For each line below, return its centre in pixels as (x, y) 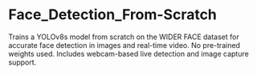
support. (22, 62)
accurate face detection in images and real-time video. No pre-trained (124, 45)
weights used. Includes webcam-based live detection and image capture (128, 53)
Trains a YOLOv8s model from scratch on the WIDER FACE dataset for (124, 37)
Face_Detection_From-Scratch (112, 15)
